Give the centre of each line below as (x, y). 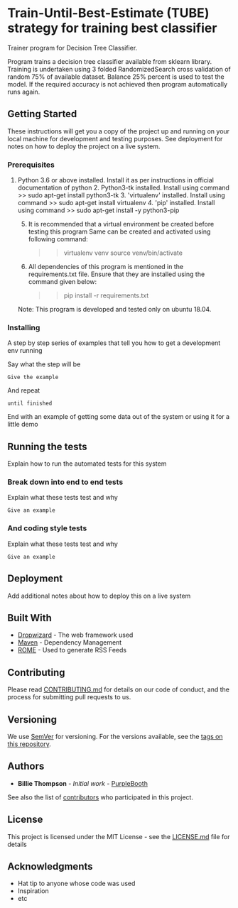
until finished (30, 404)
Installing (24, 327)
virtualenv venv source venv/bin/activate (123, 253)
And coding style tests (47, 528)
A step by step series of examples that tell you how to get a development (114, 343)
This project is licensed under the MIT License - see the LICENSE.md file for (119, 836)
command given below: (63, 282)
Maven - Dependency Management (70, 642)
